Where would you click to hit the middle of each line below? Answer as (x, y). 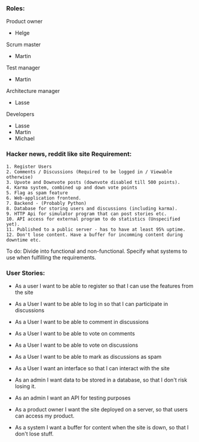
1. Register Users (29, 166)
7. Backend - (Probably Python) (46, 203)
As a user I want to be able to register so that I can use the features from (104, 286)
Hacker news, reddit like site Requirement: (69, 154)
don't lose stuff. (34, 434)
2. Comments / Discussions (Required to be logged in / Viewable (89, 172)
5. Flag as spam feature (37, 193)
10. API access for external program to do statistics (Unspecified (93, 219)
